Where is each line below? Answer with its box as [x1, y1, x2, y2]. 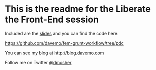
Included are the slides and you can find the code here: [5, 30, 119, 36]
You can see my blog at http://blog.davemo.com [5, 50, 104, 56]
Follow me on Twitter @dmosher [5, 59, 72, 65]
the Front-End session [5, 14, 99, 25]
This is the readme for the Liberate [5, 3, 151, 15]
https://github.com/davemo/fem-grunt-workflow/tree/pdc [5, 40, 124, 46]
